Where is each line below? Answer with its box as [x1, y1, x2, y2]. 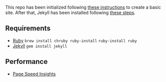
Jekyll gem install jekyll [12, 43, 67, 49]
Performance [5, 57, 48, 66]
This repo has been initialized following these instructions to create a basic [5, 5, 161, 10]
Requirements [5, 24, 51, 33]
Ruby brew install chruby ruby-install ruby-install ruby [12, 37, 137, 43]
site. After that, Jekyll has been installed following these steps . [5, 10, 136, 16]
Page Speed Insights [12, 70, 56, 77]
